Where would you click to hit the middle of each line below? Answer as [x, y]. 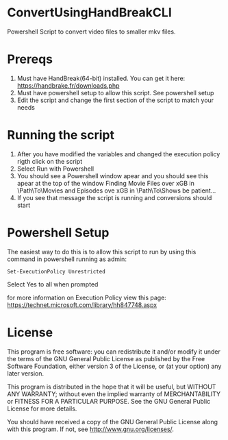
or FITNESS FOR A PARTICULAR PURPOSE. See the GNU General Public [109, 401]
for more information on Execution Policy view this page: [87, 297]
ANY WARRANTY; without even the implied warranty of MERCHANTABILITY [114, 394]
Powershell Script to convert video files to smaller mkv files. [91, 32]
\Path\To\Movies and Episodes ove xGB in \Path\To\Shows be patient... [116, 191]
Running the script [61, 135]
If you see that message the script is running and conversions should [114, 197]
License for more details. [42, 408]
